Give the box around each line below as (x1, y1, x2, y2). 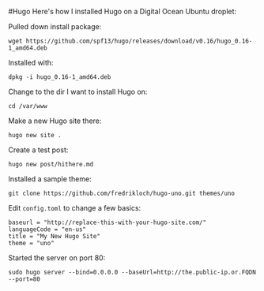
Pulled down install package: (8, 22, 102, 31)
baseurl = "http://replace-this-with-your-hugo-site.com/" (8, 218, 207, 226)
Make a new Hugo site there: (8, 116, 102, 125)
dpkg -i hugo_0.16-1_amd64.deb (8, 73, 111, 81)
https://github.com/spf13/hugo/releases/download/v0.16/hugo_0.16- (25, 37, 253, 45)
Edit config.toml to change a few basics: (8, 203, 141, 212)
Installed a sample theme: (8, 174, 92, 184)
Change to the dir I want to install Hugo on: (8, 87, 148, 96)
